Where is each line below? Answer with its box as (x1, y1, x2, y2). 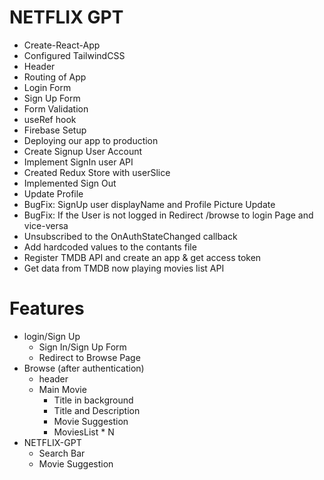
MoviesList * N (53, 426, 115, 438)
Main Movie (38, 383, 87, 395)
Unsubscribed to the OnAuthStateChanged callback (23, 230, 238, 242)
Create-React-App (23, 39, 101, 51)
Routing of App (23, 71, 87, 83)
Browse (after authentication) (23, 362, 145, 374)
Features (9, 297, 85, 320)
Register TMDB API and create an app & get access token (23, 251, 262, 263)
